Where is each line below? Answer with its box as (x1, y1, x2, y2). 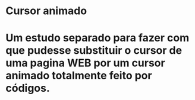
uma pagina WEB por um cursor (5, 56, 165, 70)
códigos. (5, 82, 50, 95)
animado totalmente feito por (5, 69, 152, 82)
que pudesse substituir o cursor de (5, 44, 183, 57)
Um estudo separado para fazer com (5, 31, 190, 45)
